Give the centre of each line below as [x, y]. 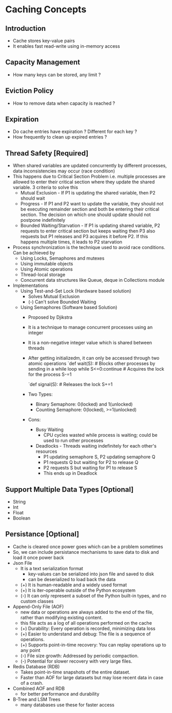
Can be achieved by [34, 253]
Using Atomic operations [46, 269]
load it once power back [38, 557]
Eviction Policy [30, 91]
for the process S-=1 [50, 374]
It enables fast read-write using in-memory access [66, 46]
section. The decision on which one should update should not [85, 215]
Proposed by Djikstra [50, 317]
